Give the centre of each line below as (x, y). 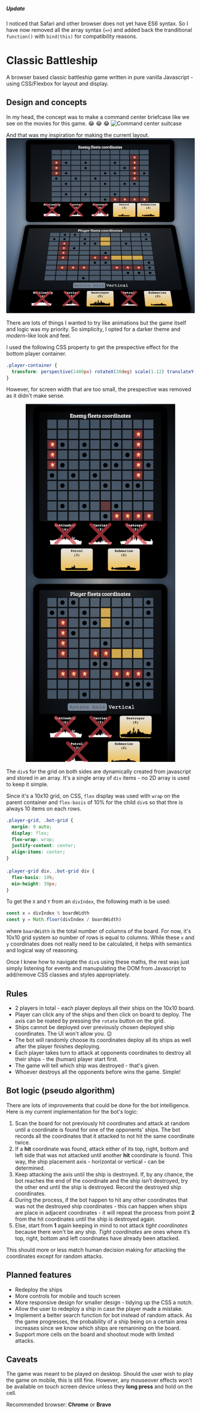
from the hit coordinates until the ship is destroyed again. (85, 1219)
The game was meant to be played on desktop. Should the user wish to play (100, 1374)
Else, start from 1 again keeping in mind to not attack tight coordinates (101, 1225)
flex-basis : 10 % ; (33, 877)
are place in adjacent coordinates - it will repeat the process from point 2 (105, 1212)
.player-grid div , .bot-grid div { (51, 871)
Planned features (39, 1275)
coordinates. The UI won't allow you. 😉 (63, 1034)
